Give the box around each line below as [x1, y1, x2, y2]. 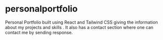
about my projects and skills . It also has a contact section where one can [5, 24, 154, 30]
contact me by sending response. [5, 29, 73, 35]
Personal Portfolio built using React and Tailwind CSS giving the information [5, 19, 158, 25]
